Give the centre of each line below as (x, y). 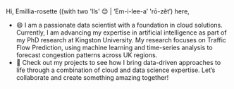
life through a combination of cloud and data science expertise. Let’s (116, 70)
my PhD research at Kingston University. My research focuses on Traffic (121, 40)
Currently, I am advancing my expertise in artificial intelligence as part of (121, 32)
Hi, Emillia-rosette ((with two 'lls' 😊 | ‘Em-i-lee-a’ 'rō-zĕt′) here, (98, 11)
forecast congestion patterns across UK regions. (87, 55)
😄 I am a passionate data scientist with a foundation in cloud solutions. (119, 25)
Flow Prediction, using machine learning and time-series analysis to (114, 47)
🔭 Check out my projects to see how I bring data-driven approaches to (118, 62)
